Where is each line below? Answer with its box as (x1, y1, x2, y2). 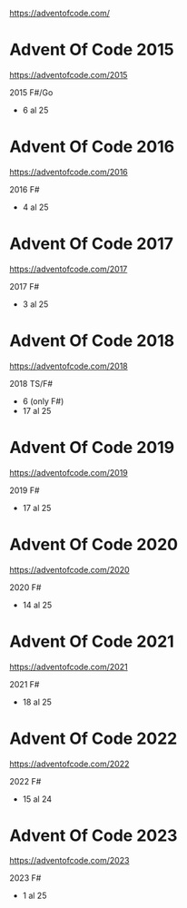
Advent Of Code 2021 (9, 631, 174, 652)
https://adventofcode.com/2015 (9, 69, 128, 80)
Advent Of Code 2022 (9, 728, 178, 748)
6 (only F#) (22, 395, 64, 407)
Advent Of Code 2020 (9, 534, 179, 555)
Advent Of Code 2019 (9, 437, 175, 458)
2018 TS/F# (9, 378, 53, 389)
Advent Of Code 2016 (9, 136, 175, 157)
